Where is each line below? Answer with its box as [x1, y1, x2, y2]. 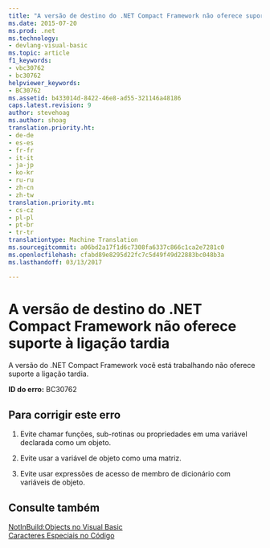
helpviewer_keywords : [8, 79, 81, 87]
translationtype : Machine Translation [8, 236, 138, 244]
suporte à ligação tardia [8, 334, 170, 352]
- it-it [8, 153, 35, 162]
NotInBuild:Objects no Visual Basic [8, 522, 123, 532]
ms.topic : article [8, 49, 70, 57]
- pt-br [8, 221, 35, 229]
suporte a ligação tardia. [8, 369, 89, 378]
